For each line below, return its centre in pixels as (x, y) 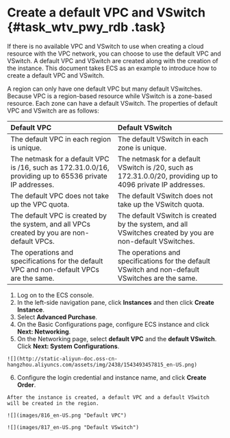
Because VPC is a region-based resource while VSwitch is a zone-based (110, 96)
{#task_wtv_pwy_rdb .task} (87, 27)
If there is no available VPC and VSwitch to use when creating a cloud (105, 46)
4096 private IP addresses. (161, 185)
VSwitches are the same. (157, 278)
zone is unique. (142, 148)
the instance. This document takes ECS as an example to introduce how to (112, 68)
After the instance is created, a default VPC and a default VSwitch (108, 397)
